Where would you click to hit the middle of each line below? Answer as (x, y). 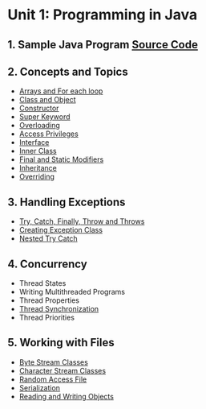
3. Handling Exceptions (67, 202)
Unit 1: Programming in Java (103, 15)
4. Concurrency (47, 264)
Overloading (40, 126)
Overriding (37, 177)
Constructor (39, 108)
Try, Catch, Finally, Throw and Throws (82, 221)
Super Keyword (44, 117)
